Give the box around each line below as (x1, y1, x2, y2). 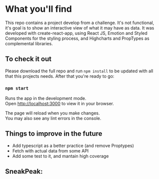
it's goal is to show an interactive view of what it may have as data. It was (5, 25, 155, 30)
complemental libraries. (5, 40, 53, 46)
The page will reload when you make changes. (5, 110, 100, 116)
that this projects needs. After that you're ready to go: (5, 73, 115, 79)
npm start (5, 85, 29, 91)
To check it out (5, 55, 52, 63)
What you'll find (5, 3, 72, 15)
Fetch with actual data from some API (12, 148, 89, 153)
